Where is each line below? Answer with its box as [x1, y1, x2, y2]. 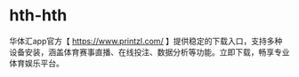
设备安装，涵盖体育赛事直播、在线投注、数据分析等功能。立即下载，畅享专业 [9, 46, 290, 58]
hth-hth [9, 5, 68, 26]
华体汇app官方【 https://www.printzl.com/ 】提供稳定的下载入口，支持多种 [9, 35, 283, 46]
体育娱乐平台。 [9, 58, 64, 68]
